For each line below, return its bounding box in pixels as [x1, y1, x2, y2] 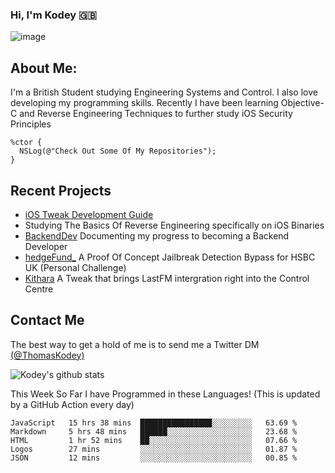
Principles [10, 118, 52, 130]
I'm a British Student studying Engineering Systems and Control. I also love [10, 86, 318, 98]
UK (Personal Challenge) [24, 261, 127, 273]
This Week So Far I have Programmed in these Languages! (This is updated [10, 388, 321, 400]
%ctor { [10, 138, 43, 148]
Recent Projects [10, 182, 112, 199]
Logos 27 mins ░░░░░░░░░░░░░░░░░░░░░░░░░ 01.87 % [10, 444, 298, 454]
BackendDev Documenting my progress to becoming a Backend [24, 229, 290, 242]
